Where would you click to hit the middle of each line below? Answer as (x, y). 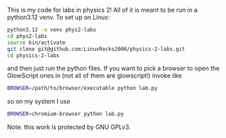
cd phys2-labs (27, 36)
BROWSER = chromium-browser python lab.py (66, 114)
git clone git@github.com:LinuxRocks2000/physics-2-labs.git (96, 49)
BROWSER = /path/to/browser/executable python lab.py (82, 89)
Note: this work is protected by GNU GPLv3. (69, 127)
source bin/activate (37, 43)
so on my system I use (39, 102)
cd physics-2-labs (33, 55)
